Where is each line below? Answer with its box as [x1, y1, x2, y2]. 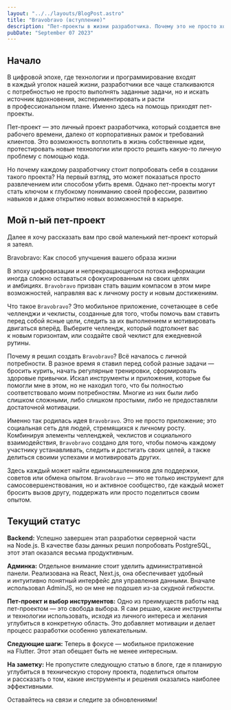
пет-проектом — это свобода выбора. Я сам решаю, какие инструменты [7, 604, 222, 612]
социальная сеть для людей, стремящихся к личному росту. [7, 424, 186, 432]
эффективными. [7, 682, 54, 690]
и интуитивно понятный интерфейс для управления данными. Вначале [7, 576, 215, 585]
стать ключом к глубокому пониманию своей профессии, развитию [7, 187, 208, 196]
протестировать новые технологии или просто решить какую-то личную [7, 145, 221, 153]
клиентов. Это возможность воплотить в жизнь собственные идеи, [7, 138, 206, 146]
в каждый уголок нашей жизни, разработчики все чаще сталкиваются [7, 80, 214, 89]
